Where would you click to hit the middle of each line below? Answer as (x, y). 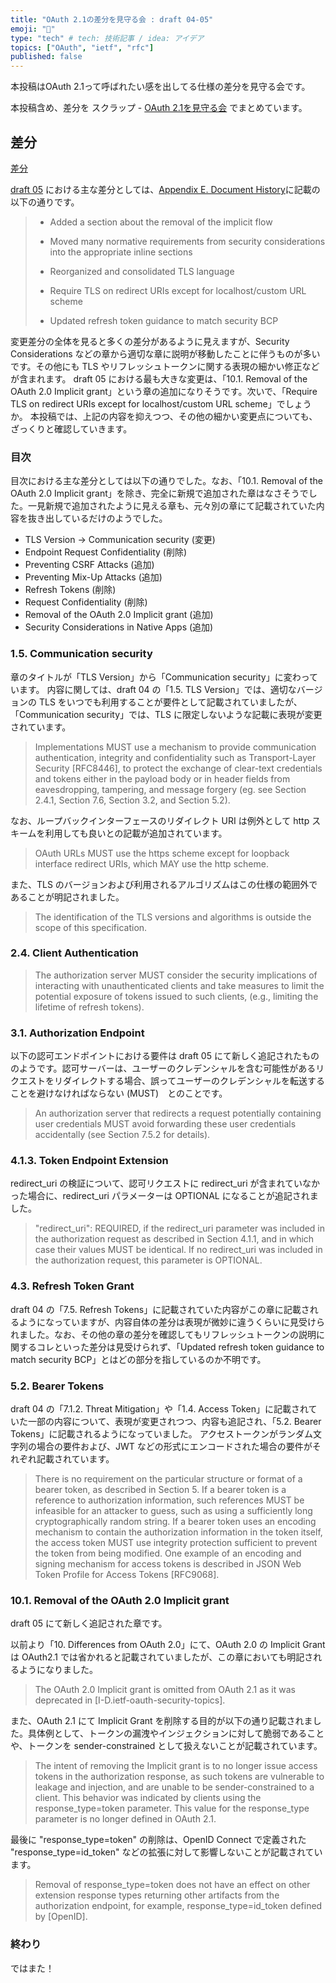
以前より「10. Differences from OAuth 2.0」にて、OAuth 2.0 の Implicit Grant (168, 1645)
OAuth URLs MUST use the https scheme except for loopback (162, 853)
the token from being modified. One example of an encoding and (168, 1553)
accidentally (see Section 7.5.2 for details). (122, 1135)
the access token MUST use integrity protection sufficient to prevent (176, 1543)
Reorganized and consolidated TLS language (142, 271)
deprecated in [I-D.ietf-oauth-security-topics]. (130, 1700)
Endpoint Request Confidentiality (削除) (106, 552)
